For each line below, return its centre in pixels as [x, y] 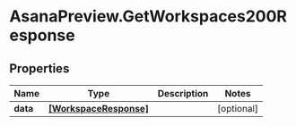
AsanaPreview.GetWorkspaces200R [148, 17]
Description [183, 93]
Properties [39, 68]
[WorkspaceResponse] [99, 109]
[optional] [237, 109]
